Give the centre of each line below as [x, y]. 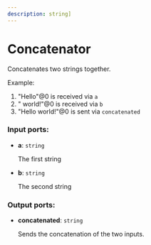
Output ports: [31, 205]
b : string [31, 173]
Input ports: [28, 130]
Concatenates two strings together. [59, 69]
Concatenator [49, 49]
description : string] [40, 14]
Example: [21, 82]
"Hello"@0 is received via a [58, 96]
